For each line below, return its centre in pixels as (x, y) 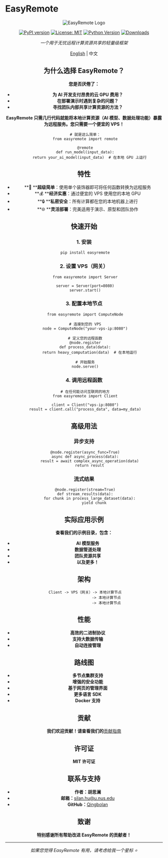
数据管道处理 (87, 549)
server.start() (85, 290)
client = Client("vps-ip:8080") (85, 405)
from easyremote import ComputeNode (85, 314)
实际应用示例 (84, 520)
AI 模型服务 (88, 543)
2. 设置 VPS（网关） (84, 266)
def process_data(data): (85, 347)
